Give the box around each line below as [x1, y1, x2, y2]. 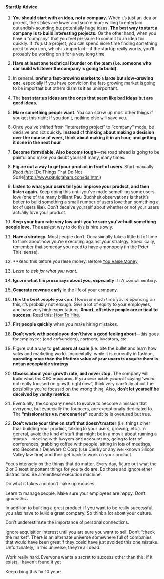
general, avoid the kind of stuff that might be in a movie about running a [12, 431, 157, 437]
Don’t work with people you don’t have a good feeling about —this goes [12, 331, 159, 337]
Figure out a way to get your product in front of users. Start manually [12, 164, 154, 170]
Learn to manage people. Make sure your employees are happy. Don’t [5, 490, 146, 496]
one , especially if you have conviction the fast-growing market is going [12, 80, 156, 86]
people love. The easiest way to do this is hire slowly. [5, 224, 114, 230]
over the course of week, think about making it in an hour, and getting [12, 135, 157, 140]
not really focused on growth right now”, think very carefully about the [12, 381, 154, 387]
